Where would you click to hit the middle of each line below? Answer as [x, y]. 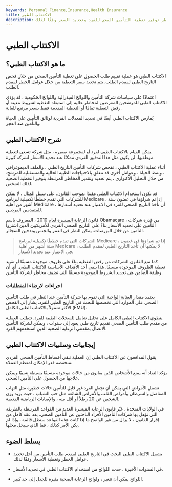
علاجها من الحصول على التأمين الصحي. [43, 378]
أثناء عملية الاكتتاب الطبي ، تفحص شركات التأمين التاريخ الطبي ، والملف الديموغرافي [85, 167]
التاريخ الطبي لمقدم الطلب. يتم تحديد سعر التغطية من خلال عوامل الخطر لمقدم [81, 82]
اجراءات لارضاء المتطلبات [34, 286]
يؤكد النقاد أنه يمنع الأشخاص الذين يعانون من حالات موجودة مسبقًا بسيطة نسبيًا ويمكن [87, 373]
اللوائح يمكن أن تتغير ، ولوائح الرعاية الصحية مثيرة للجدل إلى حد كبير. [78, 479]
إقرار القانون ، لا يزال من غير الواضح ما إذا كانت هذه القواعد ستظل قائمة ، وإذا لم [82, 420]
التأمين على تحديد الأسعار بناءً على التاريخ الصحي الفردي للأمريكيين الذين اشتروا [81, 225]
